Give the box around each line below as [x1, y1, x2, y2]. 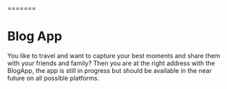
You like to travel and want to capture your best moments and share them [7, 51, 221, 60]
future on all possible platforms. [7, 74, 100, 82]
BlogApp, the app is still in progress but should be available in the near [7, 66, 212, 74]
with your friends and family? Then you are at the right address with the [7, 59, 215, 67]
